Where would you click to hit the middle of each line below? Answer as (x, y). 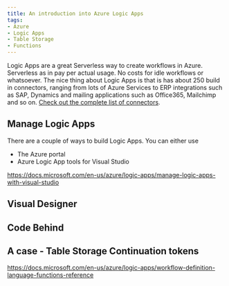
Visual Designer (42, 204)
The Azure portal (41, 154)
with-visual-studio (33, 182)
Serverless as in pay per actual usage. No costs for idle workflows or (106, 73)
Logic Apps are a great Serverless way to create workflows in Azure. (105, 65)
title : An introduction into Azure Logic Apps (75, 14)
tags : (15, 20)
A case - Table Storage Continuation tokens (103, 251)
